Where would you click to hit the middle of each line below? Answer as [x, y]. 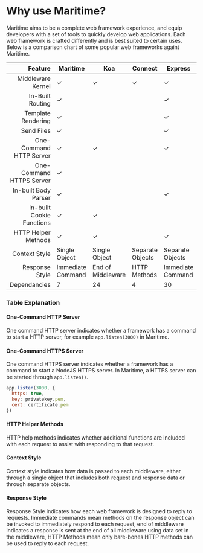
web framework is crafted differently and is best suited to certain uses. [94, 40]
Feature [40, 68]
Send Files [36, 130]
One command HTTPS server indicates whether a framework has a [90, 364]
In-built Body [32, 190]
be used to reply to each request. [48, 543]
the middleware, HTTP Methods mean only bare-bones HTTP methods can [100, 537]
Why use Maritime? [56, 11]
